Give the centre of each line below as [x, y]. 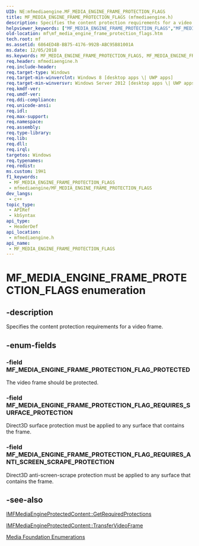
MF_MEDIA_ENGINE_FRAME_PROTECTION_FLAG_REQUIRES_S [98, 405]
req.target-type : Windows [38, 72]
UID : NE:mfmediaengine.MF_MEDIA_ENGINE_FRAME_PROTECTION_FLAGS [86, 12]
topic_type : [21, 205]
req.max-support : [28, 116]
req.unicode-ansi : [29, 105]
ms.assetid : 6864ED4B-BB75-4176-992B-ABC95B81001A [70, 45]
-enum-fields [31, 345]
